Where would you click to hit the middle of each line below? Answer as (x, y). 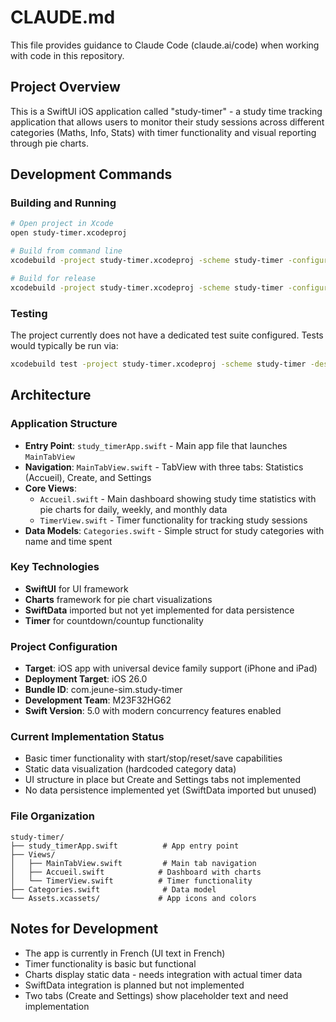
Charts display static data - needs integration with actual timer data (163, 974)
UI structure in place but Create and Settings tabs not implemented (163, 780)
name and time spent (68, 541)
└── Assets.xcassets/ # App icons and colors (133, 898)
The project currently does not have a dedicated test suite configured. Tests (167, 335)
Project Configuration (64, 646)
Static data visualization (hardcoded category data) (130, 769)
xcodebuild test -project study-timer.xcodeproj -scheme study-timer (158, 364)
